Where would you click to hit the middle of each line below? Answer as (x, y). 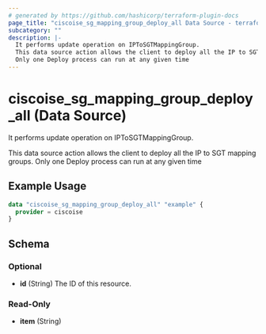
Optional (25, 266)
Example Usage (47, 186)
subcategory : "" (35, 30)
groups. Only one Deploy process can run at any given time (105, 161)
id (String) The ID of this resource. (76, 283)
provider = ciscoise (49, 212)
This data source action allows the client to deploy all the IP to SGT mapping (132, 153)
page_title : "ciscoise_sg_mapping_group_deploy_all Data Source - (120, 23)
